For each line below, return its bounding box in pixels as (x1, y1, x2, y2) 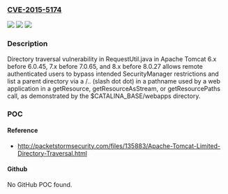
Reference (7, 127, 38, 135)
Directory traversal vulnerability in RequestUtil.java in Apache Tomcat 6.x (7, 54, 217, 63)
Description (7, 39, 48, 49)
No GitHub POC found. (7, 180, 73, 188)
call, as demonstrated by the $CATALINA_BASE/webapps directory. (7, 92, 201, 100)
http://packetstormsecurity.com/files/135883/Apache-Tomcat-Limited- (17, 141, 221, 150)
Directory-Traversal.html (17, 149, 87, 157)
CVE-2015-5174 (7, 5, 62, 15)
